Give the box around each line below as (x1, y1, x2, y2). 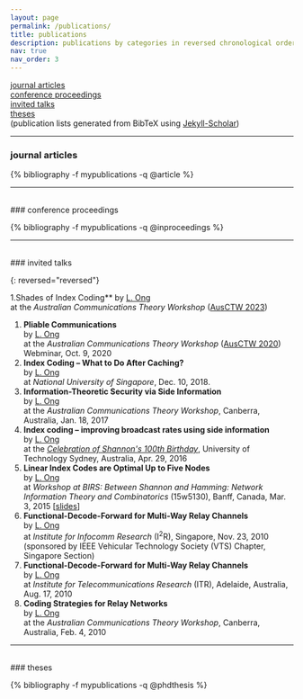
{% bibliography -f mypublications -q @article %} (10, 169, 194, 180)
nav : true (10, 47, 48, 56)
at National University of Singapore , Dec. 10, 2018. (22, 377, 210, 388)
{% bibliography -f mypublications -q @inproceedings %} (10, 222, 224, 233)
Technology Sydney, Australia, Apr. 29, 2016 (22, 453, 188, 464)
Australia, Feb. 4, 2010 (22, 626, 107, 637)
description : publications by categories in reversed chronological (10, 38, 272, 48)
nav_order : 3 (10, 55, 59, 64)
